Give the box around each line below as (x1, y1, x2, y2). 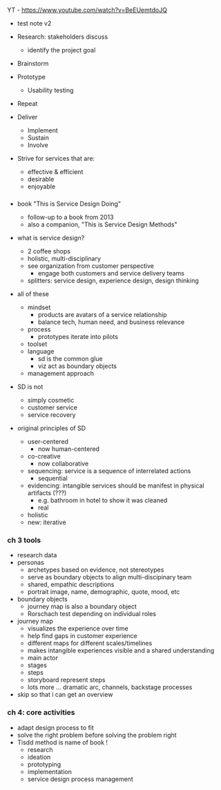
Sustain (27, 134, 50, 142)
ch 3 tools (7, 535, 41, 545)
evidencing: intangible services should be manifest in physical (27, 481, 205, 490)
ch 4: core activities (7, 708, 75, 717)
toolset (27, 340, 48, 348)
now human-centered (37, 445, 100, 453)
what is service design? (17, 233, 85, 242)
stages (27, 661, 47, 669)
